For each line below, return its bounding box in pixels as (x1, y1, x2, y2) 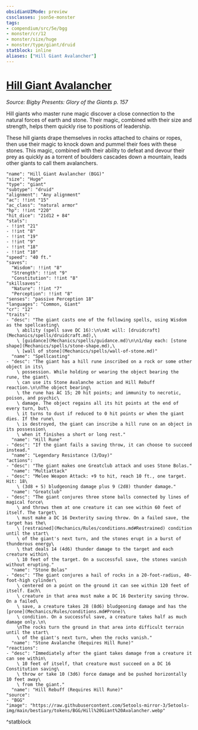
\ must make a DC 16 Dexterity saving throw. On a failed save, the (17, 514, 190, 521)
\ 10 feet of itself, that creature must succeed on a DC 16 (17, 660, 171, 667)
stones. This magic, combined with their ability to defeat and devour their (6, 146, 185, 154)
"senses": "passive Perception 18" (6, 296, 94, 302)
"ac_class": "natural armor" (6, 202, 78, 208)
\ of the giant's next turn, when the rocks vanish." (17, 635, 152, 641)
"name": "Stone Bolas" (11, 567, 68, 573)
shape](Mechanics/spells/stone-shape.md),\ (6, 343, 116, 349)
